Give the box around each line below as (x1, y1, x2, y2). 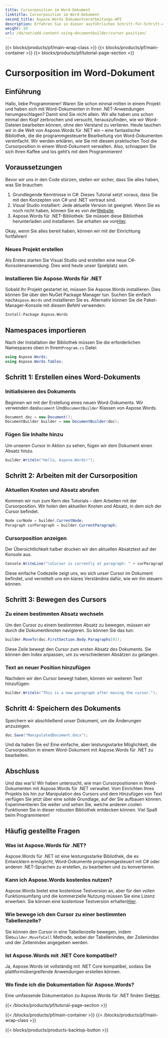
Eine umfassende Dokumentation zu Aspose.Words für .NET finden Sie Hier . (5, 992, 161, 999)
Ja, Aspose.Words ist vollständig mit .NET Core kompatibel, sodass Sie (5, 963, 151, 969)
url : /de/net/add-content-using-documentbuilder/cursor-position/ (5, 31, 146, 36)
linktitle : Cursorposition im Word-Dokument (5, 12, 99, 17)
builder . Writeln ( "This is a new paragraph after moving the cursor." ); (5, 690, 157, 695)
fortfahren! (5, 233, 27, 239)
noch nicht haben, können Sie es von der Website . (12, 207, 115, 213)
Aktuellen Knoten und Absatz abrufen (5, 486, 99, 493)
